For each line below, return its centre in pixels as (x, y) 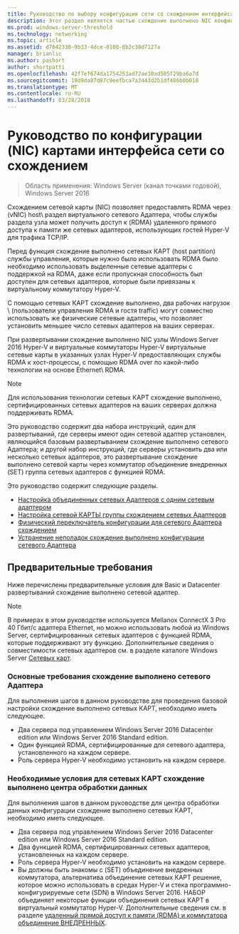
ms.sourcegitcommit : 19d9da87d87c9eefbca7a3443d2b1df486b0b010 (103, 80)
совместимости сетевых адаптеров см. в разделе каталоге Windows (113, 650)
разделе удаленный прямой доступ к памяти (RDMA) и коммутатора (122, 915)
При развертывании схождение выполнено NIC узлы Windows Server (113, 339)
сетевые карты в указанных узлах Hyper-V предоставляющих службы (115, 355)
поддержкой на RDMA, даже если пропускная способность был (105, 274)
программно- (210, 885)
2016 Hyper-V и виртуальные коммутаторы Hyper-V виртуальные (107, 347)
